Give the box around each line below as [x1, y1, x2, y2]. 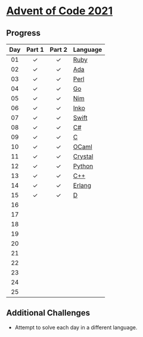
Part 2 [49, 46, 67, 54]
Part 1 [26, 46, 44, 54]
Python [73, 162, 94, 170]
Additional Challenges [6, 308, 91, 318]
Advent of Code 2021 [6, 4, 113, 18]
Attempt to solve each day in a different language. [14, 323, 138, 331]
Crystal [73, 152, 94, 160]
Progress [6, 28, 41, 38]
